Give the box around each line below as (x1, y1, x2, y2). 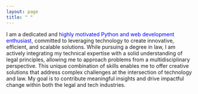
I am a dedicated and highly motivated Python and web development (6, 30, 175, 37)
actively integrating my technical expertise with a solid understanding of (6, 49, 183, 57)
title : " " (6, 14, 33, 20)
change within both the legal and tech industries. (6, 81, 126, 88)
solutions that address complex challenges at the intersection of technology (6, 68, 192, 76)
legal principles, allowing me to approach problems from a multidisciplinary (6, 56, 190, 63)
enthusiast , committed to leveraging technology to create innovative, (6, 37, 174, 44)
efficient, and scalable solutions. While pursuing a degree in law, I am (6, 43, 175, 51)
